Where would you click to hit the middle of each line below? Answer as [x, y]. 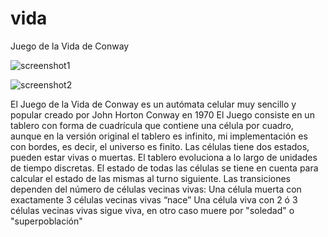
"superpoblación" [46, 221]
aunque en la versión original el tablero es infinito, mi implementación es [159, 136]
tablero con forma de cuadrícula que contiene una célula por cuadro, [152, 125]
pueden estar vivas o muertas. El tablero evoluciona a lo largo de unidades [164, 157]
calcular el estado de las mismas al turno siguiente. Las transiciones [150, 178]
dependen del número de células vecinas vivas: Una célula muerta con [156, 189]
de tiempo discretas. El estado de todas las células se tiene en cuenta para [164, 168]
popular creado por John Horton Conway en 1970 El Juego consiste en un [162, 114]
